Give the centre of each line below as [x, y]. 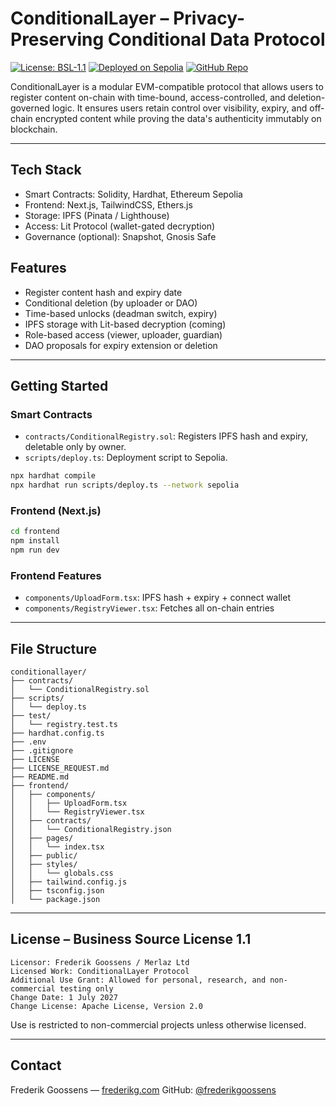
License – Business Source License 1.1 [131, 939]
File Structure [53, 648]
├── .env [28, 742]
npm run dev [35, 550]
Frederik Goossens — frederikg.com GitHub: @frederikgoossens [143, 1089]
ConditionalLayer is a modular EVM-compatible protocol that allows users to [167, 86]
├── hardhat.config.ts [57, 733]
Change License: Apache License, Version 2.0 [106, 1006]
